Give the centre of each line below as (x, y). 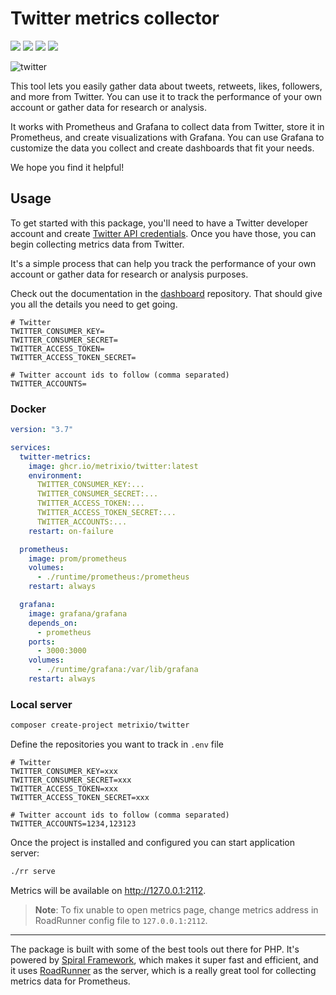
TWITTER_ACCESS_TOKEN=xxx (64, 789)
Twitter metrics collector (115, 18)
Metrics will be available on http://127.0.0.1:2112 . (108, 890)
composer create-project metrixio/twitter (100, 725)
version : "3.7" (42, 430)
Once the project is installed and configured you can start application (153, 843)
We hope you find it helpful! (67, 167)
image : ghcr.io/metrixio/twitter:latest (113, 466)
